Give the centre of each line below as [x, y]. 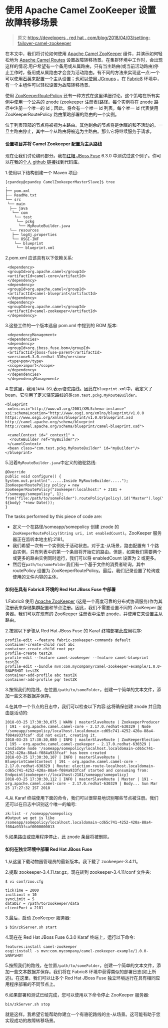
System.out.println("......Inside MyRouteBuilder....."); [67, 481]
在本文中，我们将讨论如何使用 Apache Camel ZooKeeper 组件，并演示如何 [82, 54]
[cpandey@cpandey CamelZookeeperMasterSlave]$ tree [60, 182]
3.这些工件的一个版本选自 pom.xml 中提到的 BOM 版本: [61, 326]
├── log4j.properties [34, 235]
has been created [88, 753]
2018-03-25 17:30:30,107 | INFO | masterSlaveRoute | [62, 757]
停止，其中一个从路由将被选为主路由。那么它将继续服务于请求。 [88, 131]
